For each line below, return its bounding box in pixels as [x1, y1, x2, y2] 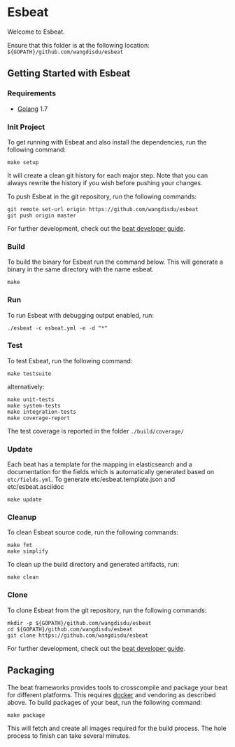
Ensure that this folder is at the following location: [7, 41, 150, 49]
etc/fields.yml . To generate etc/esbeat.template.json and [7, 475, 176, 484]
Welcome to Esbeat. [7, 27, 65, 36]
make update [7, 496, 42, 504]
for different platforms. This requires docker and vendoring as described [7, 690, 216, 699]
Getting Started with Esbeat [7, 67, 131, 79]
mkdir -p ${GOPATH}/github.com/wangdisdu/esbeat [7, 619, 152, 626]
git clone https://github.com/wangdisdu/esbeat [7, 632, 149, 639]
